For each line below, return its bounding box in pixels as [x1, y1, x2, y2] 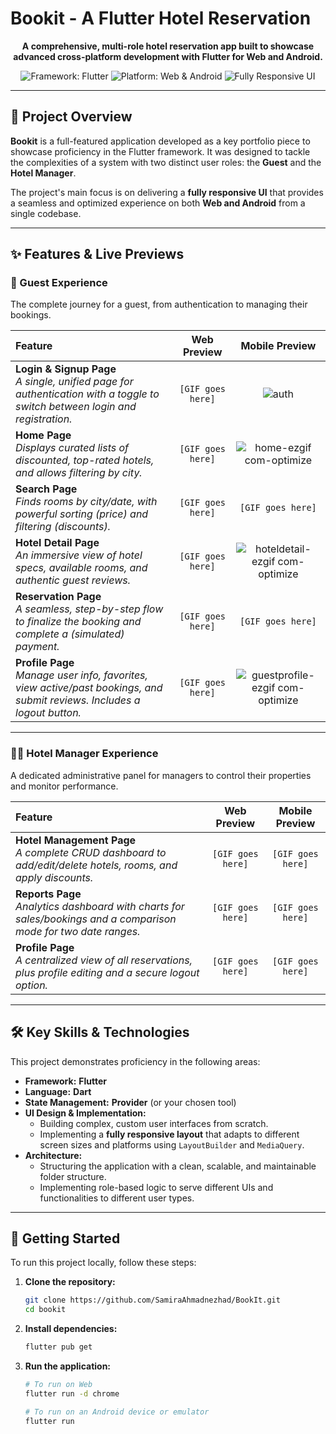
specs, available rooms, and [15, 561, 148, 575]
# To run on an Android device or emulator [24, 1407, 210, 1417]
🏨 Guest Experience [10, 276, 108, 290]
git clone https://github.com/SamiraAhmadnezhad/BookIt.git [24, 1295, 281, 1306]
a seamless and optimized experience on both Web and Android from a [10, 197, 306, 209]
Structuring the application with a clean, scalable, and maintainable [39, 1160, 317, 1172]
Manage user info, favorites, [15, 668, 148, 682]
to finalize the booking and [15, 615, 142, 629]
